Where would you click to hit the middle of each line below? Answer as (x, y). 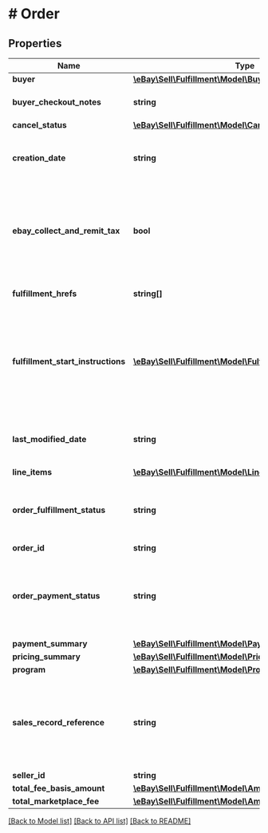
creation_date (39, 158)
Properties (35, 43)
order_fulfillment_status (59, 510)
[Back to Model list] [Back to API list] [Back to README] (100, 821)
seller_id (29, 775)
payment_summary (50, 644)
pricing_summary (47, 657)
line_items (32, 472)
